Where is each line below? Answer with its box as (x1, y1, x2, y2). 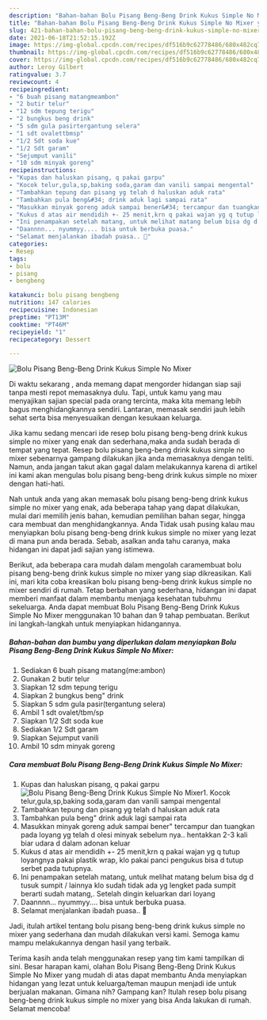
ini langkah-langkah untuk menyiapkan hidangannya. (9, 619, 181, 628)
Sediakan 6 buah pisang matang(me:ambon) (20, 666, 166, 675)
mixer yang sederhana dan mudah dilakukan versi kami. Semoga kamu (9, 930, 240, 939)
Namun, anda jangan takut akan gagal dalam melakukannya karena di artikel (9, 462, 257, 472)
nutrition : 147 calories (9, 299, 91, 307)
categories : (9, 240, 48, 248)
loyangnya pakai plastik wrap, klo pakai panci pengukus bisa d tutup (20, 855, 244, 865)
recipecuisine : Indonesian (9, 306, 98, 314)
